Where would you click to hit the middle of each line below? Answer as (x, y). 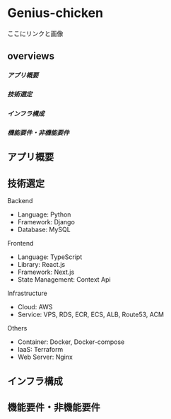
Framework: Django (46, 222)
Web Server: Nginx (45, 357)
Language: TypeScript (50, 257)
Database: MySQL (44, 230)
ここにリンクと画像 (35, 33)
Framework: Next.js (46, 272)
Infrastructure (27, 293)
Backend (20, 201)
